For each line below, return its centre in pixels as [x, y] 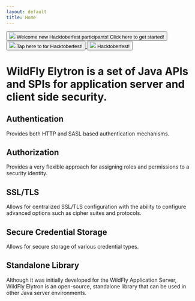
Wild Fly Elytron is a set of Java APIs [97, 71]
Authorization [33, 152]
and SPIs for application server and [95, 84]
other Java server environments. [46, 293]
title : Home [21, 17]
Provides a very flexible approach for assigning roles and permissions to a [98, 167]
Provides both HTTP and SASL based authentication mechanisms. [88, 134]
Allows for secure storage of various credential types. [73, 246]
